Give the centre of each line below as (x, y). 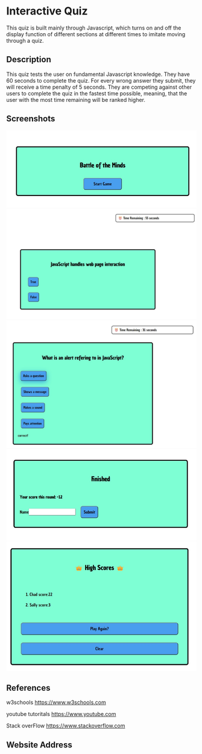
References (28, 688)
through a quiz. (25, 40)
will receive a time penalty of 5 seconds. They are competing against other (99, 87)
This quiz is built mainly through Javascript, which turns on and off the (94, 28)
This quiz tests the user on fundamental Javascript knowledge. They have (98, 74)
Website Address (39, 745)
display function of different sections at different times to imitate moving (96, 34)
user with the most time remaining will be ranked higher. (76, 100)
